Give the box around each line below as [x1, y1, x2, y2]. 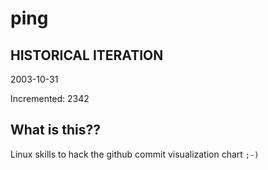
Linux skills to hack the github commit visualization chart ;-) [10, 148, 260, 160]
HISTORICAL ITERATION [10, 47, 164, 64]
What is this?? [10, 122, 101, 139]
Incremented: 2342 [10, 93, 90, 104]
